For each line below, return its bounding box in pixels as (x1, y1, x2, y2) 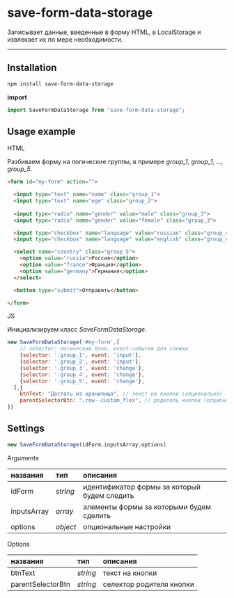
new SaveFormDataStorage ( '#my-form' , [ (7, 339, 120, 346)
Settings (7, 423, 45, 435)
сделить (83, 510, 111, 520)
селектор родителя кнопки (102, 579, 195, 589)
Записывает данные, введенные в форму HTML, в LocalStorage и (7, 28, 201, 36)
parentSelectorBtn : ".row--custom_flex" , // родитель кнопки (19, 397, 201, 404)
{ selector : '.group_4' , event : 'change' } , (19, 371, 145, 378)
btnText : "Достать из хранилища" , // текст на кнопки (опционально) (19, 391, 223, 398)
